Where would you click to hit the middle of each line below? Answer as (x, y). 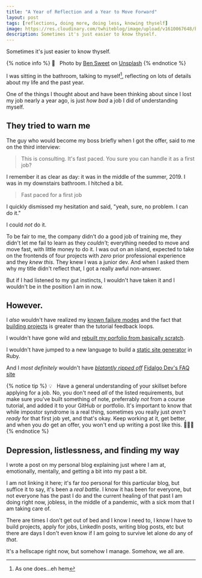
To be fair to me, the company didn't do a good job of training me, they (94, 236)
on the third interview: (33, 147)
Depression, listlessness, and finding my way (93, 450)
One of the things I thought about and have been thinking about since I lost (99, 94)
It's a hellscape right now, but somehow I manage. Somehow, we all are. (95, 551)
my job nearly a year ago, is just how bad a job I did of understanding (92, 100)
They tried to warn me (48, 126)
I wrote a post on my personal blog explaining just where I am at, (86, 465)
